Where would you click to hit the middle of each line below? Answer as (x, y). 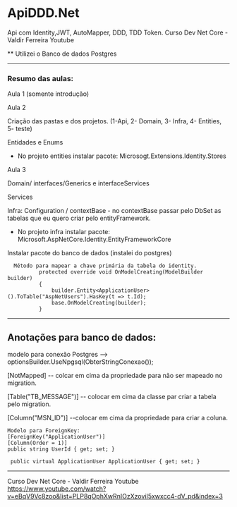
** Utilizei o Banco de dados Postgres (62, 54)
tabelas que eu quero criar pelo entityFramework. (79, 218)
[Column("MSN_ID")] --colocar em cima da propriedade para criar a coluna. (117, 418)
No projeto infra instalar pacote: (64, 232)
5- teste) (20, 129)
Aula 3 (17, 170)
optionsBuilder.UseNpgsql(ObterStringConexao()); (80, 362)
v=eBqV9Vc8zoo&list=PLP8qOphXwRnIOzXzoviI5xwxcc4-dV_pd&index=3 (115, 496)
